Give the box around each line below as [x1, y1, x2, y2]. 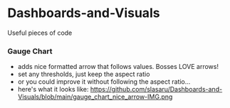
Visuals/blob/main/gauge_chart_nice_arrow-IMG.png [17, 92, 173, 101]
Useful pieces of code [7, 28, 73, 37]
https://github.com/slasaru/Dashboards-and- [90, 85, 223, 94]
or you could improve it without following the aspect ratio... [17, 77, 191, 86]
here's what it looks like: [17, 85, 89, 94]
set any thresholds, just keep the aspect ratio [17, 70, 150, 79]
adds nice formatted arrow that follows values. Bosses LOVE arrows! [17, 63, 219, 71]
